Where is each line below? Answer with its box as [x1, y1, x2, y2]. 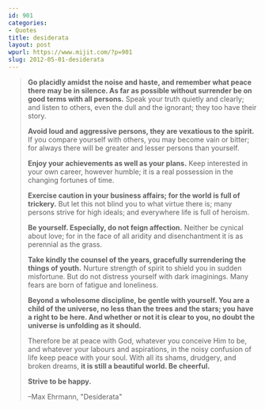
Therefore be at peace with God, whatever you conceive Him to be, [27, 335, 248, 345]
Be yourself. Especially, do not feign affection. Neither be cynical [27, 222, 244, 232]
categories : [8, 19, 47, 27]
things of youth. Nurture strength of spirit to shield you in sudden [27, 263, 242, 273]
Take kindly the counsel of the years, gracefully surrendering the [27, 255, 247, 264]
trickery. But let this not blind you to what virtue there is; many [27, 199, 233, 208]
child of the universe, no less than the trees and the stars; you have [27, 304, 254, 313]
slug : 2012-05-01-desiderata [8, 56, 104, 64]
